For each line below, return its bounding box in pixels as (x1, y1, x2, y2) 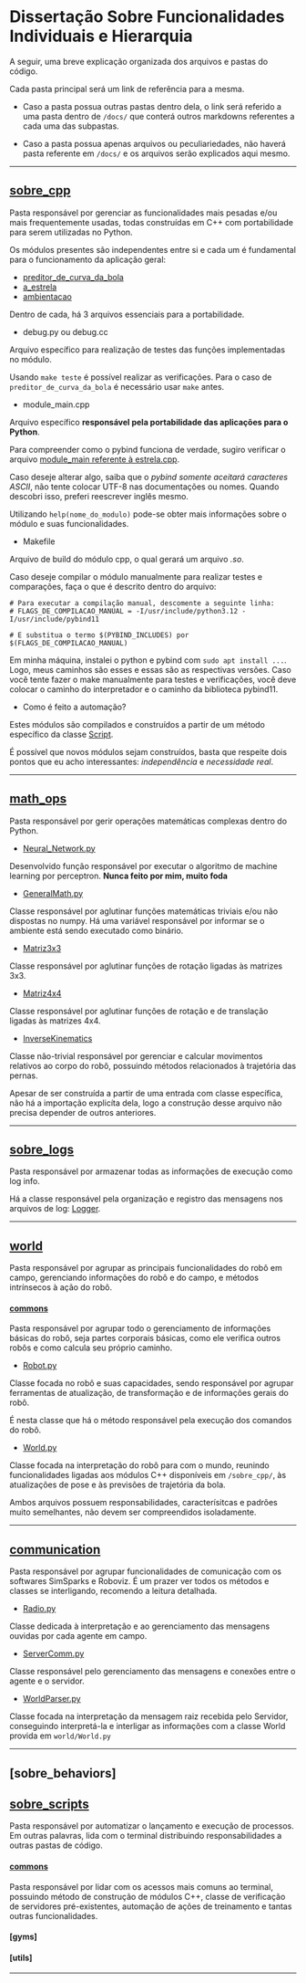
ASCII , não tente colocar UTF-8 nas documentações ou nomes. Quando (9, 481, 280, 492)
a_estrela (22, 281, 57, 292)
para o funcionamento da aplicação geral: (9, 254, 167, 265)
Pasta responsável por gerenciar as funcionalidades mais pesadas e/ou (9, 207, 278, 218)
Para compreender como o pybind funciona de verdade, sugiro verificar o (9, 444, 286, 455)
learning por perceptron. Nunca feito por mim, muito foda (9, 870, 228, 881)
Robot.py (22, 1360, 57, 1371)
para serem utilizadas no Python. (9, 226, 134, 237)
